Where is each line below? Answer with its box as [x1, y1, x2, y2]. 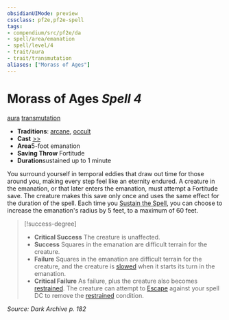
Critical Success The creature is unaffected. [34, 233, 160, 241]
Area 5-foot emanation [16, 142, 81, 150]
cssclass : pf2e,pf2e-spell [7, 17, 84, 23]
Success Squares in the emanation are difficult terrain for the [34, 240, 208, 248]
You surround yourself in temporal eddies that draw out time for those [7, 169, 204, 178]
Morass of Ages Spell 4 [7, 91, 142, 107]
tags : [7, 23, 23, 30]
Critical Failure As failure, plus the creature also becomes [34, 277, 197, 285]
